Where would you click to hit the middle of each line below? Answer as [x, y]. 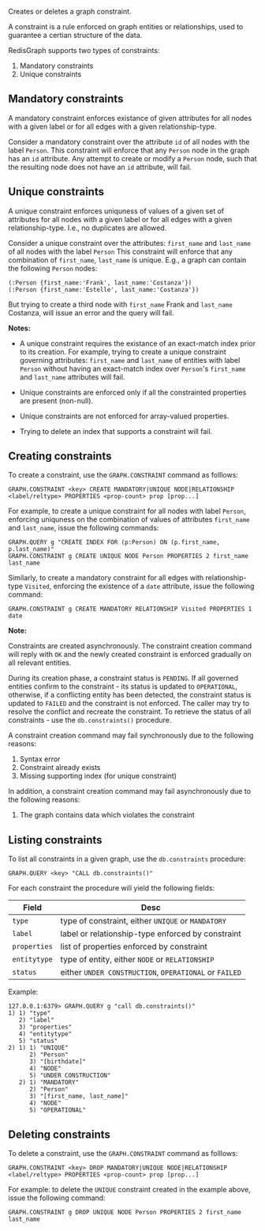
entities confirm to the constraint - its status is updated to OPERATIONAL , [123, 686]
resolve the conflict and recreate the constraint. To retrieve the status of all [130, 712]
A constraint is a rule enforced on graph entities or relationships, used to [126, 26]
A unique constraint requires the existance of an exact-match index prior [138, 343]
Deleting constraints [59, 1134]
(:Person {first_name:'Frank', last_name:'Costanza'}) [100, 283]
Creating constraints [60, 457]
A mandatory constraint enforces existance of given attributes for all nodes [130, 118]
